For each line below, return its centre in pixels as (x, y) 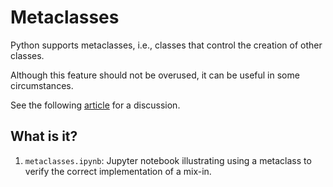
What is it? (44, 136)
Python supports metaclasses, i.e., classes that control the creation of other (166, 45)
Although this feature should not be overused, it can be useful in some (155, 75)
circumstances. (42, 85)
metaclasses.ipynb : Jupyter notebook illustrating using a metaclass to (168, 160)
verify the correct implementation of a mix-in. (118, 171)
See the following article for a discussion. (95, 105)
